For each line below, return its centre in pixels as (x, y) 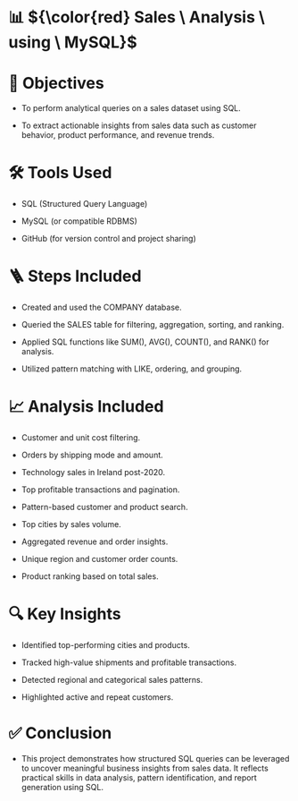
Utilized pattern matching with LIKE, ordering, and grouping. (132, 369)
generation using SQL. (62, 787)
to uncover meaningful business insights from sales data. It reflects (145, 768)
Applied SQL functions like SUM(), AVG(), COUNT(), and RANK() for (145, 342)
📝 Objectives (56, 84)
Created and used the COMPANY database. (101, 307)
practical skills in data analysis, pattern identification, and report (139, 777)
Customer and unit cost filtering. (81, 437)
